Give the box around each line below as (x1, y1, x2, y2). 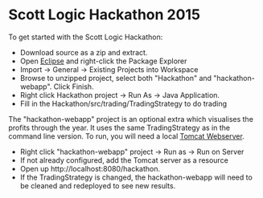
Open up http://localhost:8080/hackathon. (19, 164, 161, 173)
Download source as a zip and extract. (19, 47, 148, 57)
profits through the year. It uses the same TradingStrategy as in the (8, 123, 231, 132)
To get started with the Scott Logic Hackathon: (8, 32, 163, 42)
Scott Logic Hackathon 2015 (8, 6, 201, 24)
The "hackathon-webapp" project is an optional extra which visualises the (8, 114, 253, 123)
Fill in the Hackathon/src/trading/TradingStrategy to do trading (19, 99, 228, 108)
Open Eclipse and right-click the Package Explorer (19, 56, 187, 66)
